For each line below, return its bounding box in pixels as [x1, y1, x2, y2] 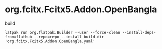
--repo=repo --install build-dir [34, 34, 104, 39]
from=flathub [5, 34, 32, 39]
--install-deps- [122, 30, 156, 35]
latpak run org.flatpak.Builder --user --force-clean [5, 30, 121, 35]
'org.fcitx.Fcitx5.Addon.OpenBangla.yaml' [5, 39, 95, 44]
